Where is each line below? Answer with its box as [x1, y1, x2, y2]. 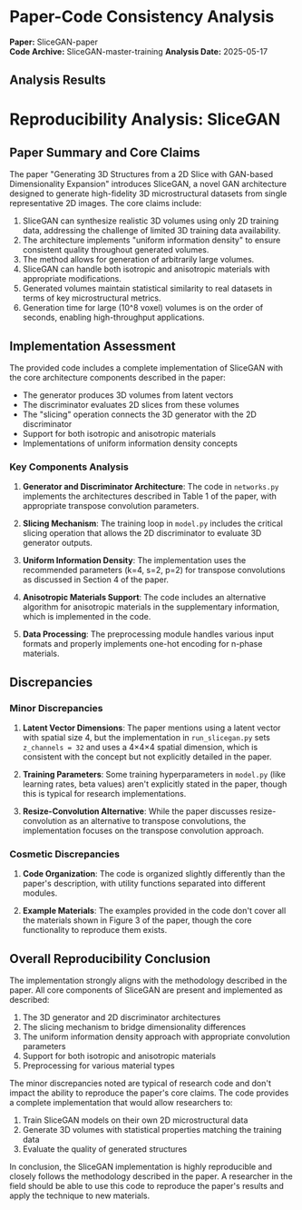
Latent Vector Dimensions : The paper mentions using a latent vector [22, 722, 281, 733]
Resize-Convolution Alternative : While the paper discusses [22, 806, 248, 817]
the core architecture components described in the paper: [9, 372, 227, 383]
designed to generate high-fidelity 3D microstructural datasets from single [9, 188, 287, 199]
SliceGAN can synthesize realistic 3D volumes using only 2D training [22, 215, 279, 226]
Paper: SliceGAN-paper [9, 36, 98, 47]
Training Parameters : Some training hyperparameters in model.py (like [22, 769, 286, 780]
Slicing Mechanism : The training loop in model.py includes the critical [22, 518, 284, 529]
